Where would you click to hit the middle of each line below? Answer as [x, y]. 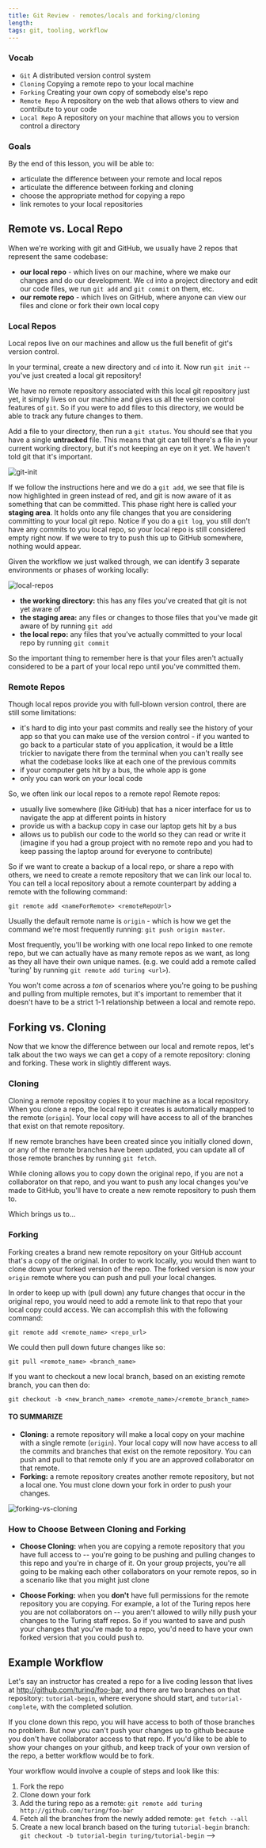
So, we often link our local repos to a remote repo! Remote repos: [114, 794]
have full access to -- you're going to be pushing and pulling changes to [137, 1555]
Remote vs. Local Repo [66, 229]
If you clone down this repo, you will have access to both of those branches [132, 1722]
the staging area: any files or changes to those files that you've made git [139, 618]
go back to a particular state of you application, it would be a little [126, 745]
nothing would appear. [45, 547]
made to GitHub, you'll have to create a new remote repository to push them [132, 1191]
